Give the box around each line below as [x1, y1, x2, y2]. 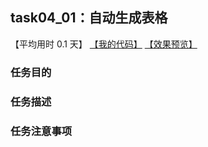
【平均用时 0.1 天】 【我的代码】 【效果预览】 [10, 38, 198, 50]
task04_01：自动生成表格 [10, 9, 168, 27]
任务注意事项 [10, 124, 73, 138]
